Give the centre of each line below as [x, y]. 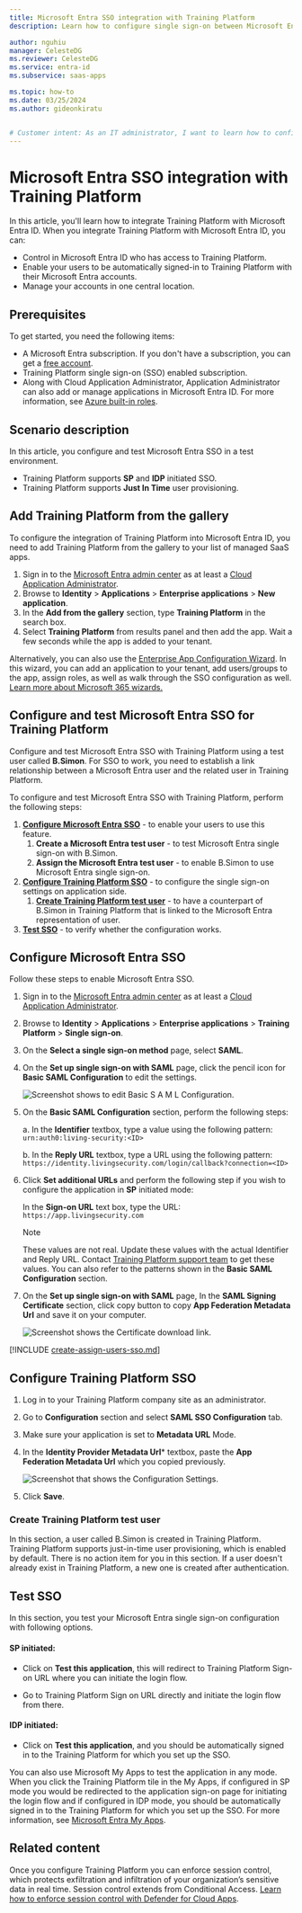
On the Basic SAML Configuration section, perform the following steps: [155, 1112]
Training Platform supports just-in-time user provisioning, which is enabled [147, 1549]
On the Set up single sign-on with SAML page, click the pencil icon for [154, 1068]
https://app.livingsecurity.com [83, 1216]
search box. [44, 622]
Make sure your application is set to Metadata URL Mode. [129, 1435]
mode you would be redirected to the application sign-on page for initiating [148, 1791]
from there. [43, 1704]
